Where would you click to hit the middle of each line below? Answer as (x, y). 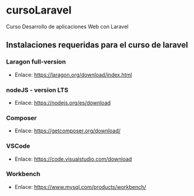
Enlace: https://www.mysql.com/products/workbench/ (80, 187)
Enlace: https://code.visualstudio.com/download (73, 159)
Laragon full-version (36, 62)
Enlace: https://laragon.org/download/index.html (73, 75)
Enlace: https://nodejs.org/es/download (63, 102)
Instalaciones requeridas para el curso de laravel (97, 45)
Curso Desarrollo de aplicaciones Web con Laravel (67, 26)
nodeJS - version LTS (37, 90)
